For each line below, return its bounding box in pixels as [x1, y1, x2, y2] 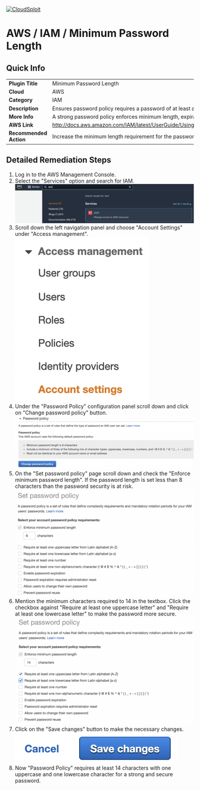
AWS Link [8, 121, 34, 128]
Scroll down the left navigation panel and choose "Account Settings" [14, 224, 183, 231]
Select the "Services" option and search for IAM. [14, 177, 135, 185]
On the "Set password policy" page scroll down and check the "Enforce [14, 469, 190, 477]
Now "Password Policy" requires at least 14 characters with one [14, 764, 171, 771]
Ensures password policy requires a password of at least [52, 104, 190, 112]
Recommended [8, 130, 48, 137]
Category [8, 96, 33, 104]
